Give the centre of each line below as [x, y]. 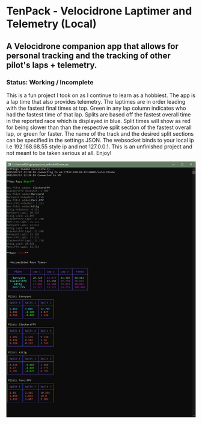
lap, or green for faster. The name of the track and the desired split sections [100, 133]
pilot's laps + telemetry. [52, 65]
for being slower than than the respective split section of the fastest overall [99, 127]
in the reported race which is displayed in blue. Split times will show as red [99, 121]
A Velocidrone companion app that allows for [93, 46]
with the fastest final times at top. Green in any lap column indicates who [96, 108]
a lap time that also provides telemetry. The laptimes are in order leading [96, 101]
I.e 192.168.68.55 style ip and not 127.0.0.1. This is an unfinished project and [99, 147]
